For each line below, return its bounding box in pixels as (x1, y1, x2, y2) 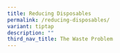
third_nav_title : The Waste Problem (7, 36, 113, 43)
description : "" (7, 29, 54, 36)
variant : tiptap (7, 23, 54, 30)
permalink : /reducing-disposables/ (7, 17, 110, 23)
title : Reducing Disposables (7, 10, 92, 17)
